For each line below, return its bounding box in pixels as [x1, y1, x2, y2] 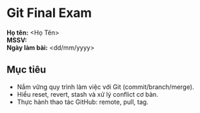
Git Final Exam [6, 5, 93, 21]
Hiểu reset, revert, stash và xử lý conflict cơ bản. [16, 90, 158, 98]
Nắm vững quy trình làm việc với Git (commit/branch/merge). [16, 83, 195, 91]
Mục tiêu [6, 64, 47, 76]
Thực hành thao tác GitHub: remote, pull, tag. [16, 97, 149, 106]
